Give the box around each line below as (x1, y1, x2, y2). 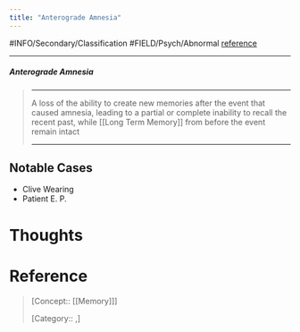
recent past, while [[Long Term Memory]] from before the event (30, 116, 266, 127)
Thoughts (9, 225, 83, 245)
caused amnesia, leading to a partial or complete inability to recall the (30, 106, 287, 117)
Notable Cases (9, 160, 94, 175)
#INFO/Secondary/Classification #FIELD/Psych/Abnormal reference (9, 38, 257, 48)
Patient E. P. (21, 193, 67, 204)
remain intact (30, 126, 80, 137)
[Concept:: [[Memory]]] (30, 295, 118, 306)
